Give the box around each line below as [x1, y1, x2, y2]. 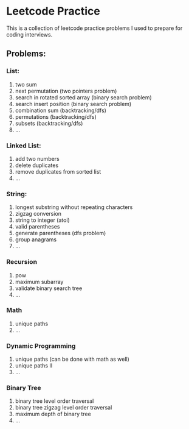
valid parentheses [15, 223, 60, 230]
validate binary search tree [15, 285, 83, 292]
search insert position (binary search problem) [15, 100, 132, 107]
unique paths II [15, 362, 53, 369]
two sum [15, 80, 38, 88]
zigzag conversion [15, 210, 62, 218]
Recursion [6, 258, 38, 266]
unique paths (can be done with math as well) [15, 355, 129, 363]
